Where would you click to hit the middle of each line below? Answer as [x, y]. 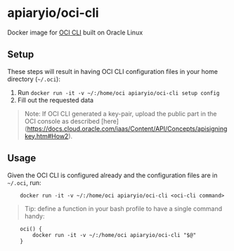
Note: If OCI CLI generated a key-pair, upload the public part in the [121, 113]
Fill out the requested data [55, 100]
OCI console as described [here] [72, 121]
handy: [34, 216]
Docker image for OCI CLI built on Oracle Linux [75, 32]
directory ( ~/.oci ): [34, 79]
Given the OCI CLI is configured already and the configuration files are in [112, 175]
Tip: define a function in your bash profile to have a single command [123, 208]
